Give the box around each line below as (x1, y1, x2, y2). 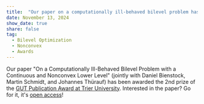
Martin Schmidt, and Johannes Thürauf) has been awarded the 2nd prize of (6, 78, 195, 85)
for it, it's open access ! (6, 91, 64, 98)
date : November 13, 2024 (6, 15, 69, 21)
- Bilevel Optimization (12, 37, 72, 43)
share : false (6, 26, 39, 32)
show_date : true (6, 20, 47, 26)
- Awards (12, 49, 34, 55)
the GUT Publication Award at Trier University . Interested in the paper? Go (6, 85, 191, 92)
